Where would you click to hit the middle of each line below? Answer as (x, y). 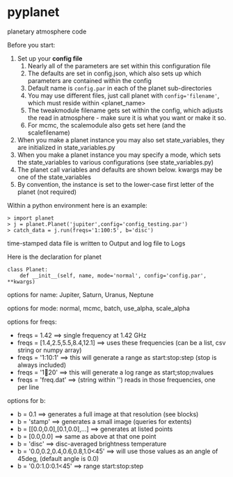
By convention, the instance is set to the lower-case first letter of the (115, 184)
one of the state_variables (54, 177)
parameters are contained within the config (89, 80)
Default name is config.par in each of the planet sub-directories (120, 88)
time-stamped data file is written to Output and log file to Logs (96, 243)
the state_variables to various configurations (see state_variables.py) (115, 162)
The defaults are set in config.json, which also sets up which (114, 73)
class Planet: (28, 269)
